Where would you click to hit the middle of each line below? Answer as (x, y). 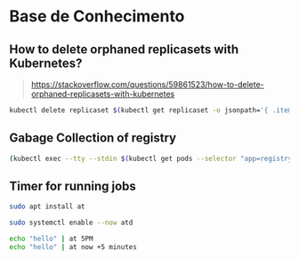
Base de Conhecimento (97, 16)
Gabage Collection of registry (93, 138)
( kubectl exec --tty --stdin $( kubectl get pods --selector (123, 158)
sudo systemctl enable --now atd (71, 223)
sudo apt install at (48, 206)
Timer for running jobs (73, 186)
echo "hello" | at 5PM (51, 239)
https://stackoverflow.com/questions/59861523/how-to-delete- (147, 85)
